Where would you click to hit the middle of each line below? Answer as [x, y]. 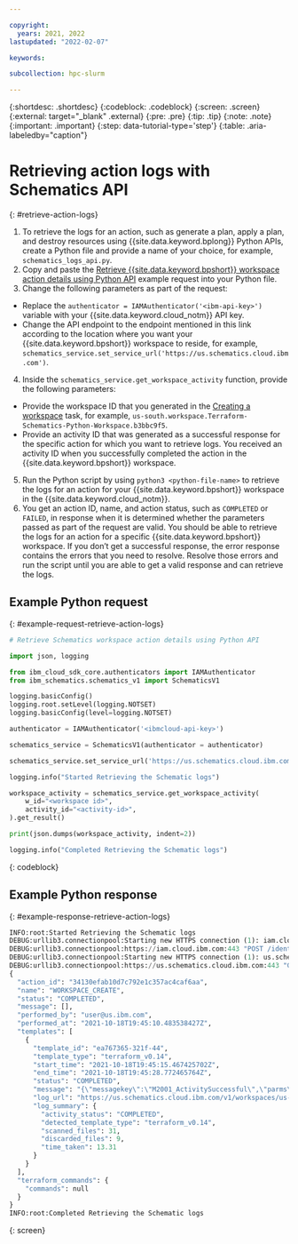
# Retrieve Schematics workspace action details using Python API [134, 640]
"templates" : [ [45, 1032]
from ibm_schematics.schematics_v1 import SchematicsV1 [114, 681]
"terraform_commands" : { [63, 1180]
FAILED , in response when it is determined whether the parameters [143, 518]
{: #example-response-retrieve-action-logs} [90, 916]
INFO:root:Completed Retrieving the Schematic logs [106, 1214]
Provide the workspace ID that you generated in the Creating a [136, 406]
